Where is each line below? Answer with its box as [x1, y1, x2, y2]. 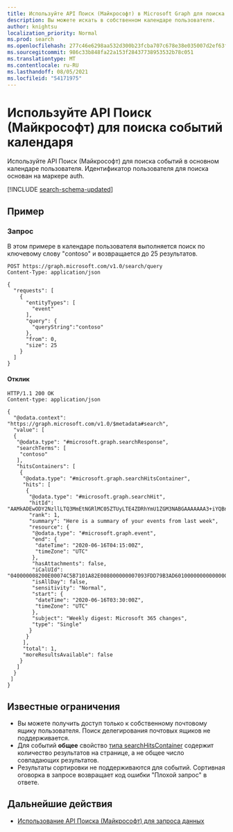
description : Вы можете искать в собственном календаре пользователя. [7, 17, 216, 24]
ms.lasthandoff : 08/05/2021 [7, 68, 89, 75]
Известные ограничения [7, 701, 120, 713]
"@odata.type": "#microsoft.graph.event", [32, 530, 157, 537]
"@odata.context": [13, 415, 67, 422]
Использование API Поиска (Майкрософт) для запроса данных [17, 817, 205, 825]
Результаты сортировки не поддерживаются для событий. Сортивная [17, 763, 225, 772]
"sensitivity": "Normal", [32, 585, 107, 592]
